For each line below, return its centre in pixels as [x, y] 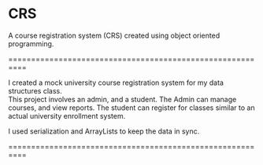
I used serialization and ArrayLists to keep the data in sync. [104, 131]
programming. [31, 43]
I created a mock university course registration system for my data [116, 82]
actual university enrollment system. [67, 115]
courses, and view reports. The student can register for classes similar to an [131, 108]
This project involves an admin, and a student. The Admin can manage [122, 99]
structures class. [35, 90]
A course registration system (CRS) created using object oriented [114, 35]
